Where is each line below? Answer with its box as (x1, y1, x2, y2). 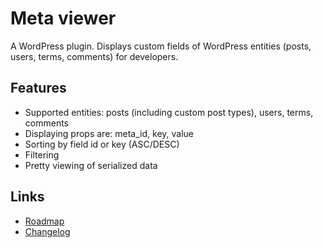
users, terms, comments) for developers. (10, 50, 179, 62)
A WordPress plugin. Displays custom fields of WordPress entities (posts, (10, 40, 312, 52)
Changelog (24, 225, 71, 237)
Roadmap (24, 215, 65, 227)
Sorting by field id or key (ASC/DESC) (24, 138, 180, 150)
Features (10, 80, 67, 97)
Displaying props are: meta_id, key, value (24, 127, 194, 139)
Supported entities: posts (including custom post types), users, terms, (24, 106, 314, 118)
